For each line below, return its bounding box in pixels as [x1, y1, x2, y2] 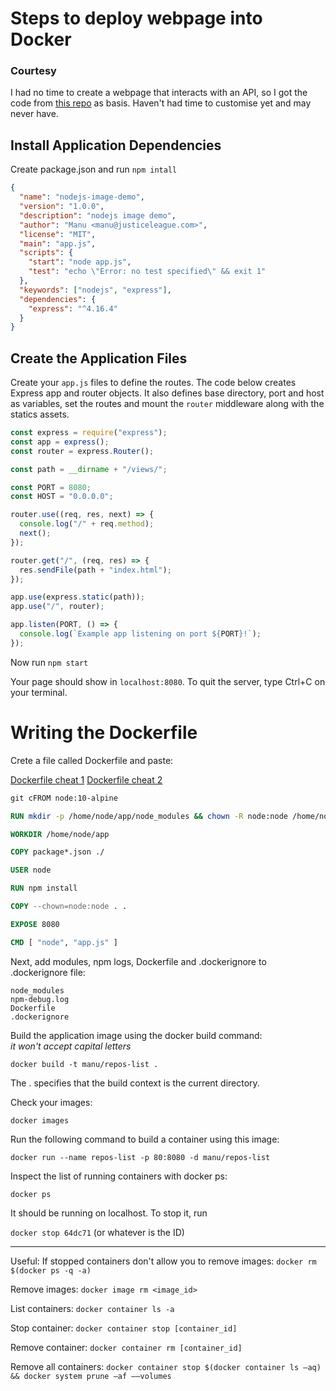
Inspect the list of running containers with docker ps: [10, 1170, 228, 1182]
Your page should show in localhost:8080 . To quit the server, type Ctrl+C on [10, 675, 326, 687]
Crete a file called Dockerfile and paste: [10, 754, 174, 766]
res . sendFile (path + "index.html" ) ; [19, 565, 172, 575]
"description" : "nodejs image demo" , [19, 210, 177, 221]
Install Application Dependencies [10, 137, 222, 154]
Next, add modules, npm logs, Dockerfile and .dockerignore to [10, 955, 267, 967]
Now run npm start [10, 656, 89, 668]
